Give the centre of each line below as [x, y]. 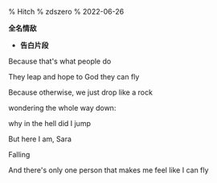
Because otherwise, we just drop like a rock [80, 92]
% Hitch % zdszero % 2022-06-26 [66, 12]
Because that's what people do [60, 61]
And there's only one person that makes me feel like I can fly [108, 170]
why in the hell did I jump [49, 123]
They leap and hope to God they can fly [74, 77]
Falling [19, 155]
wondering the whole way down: [62, 108]
